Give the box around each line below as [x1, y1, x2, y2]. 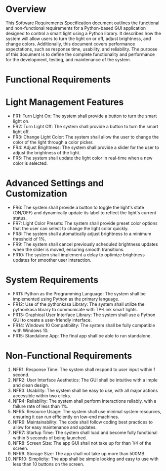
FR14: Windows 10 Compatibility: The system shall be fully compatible [12, 322, 155, 328]
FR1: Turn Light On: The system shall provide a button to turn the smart [12, 113, 157, 119]
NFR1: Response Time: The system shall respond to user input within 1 [12, 366, 156, 372]
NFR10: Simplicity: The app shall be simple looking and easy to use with [12, 456, 159, 462]
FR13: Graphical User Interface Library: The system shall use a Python [12, 312, 156, 318]
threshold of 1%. [12, 236, 46, 242]
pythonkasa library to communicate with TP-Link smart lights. [12, 306, 138, 312]
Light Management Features [5, 96, 124, 108]
